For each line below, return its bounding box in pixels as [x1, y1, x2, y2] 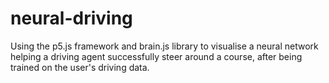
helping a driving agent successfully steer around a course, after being [10, 50, 303, 62]
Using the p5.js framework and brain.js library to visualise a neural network [10, 40, 319, 52]
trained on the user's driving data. [10, 61, 150, 73]
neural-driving [10, 7, 133, 30]
